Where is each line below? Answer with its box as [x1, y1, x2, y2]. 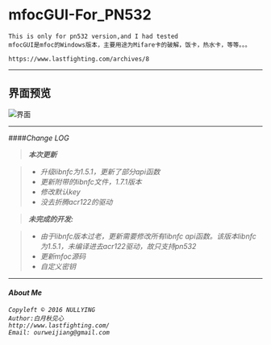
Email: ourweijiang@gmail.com [8, 328, 110, 336]
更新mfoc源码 [40, 251, 86, 261]
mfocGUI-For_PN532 [8, 6, 152, 24]
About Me [8, 288, 43, 297]
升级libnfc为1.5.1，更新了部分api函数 [40, 167, 161, 177]
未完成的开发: [27, 214, 74, 223]
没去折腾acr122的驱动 [40, 197, 113, 206]
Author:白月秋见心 [8, 314, 65, 322]
